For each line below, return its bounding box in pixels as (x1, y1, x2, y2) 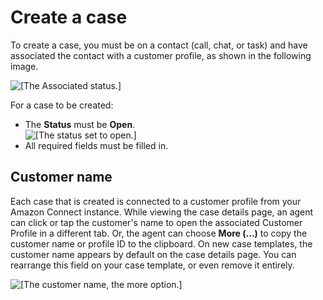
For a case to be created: (10, 99, 114, 111)
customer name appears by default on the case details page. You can (10, 248, 297, 260)
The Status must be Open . (24, 118, 136, 130)
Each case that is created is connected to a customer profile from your (10, 195, 302, 207)
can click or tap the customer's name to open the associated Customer (10, 216, 303, 228)
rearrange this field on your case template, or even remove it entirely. (10, 259, 295, 271)
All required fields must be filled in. (24, 139, 169, 151)
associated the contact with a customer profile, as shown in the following (10, 49, 312, 61)
